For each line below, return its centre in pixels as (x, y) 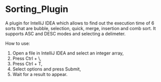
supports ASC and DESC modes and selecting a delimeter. (65, 33)
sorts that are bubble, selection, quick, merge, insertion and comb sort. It (81, 28)
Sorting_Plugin (37, 9)
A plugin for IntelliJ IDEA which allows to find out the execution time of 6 (80, 23)
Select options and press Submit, (47, 69)
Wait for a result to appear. (40, 74)
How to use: (18, 43)
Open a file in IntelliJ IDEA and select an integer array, (68, 53)
